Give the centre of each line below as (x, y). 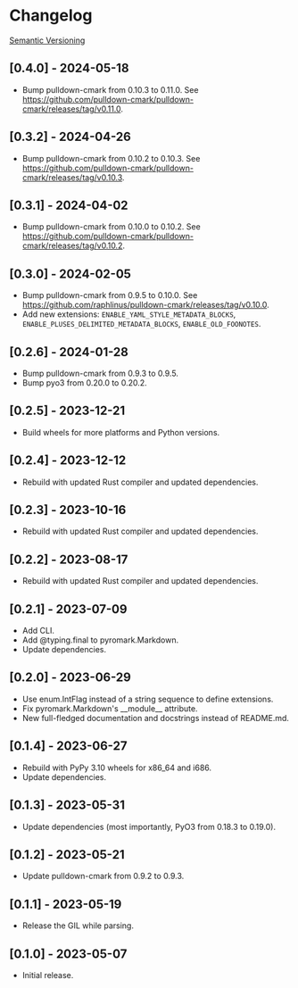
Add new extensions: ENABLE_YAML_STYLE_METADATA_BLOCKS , (129, 314)
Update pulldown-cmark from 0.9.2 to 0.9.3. (103, 876)
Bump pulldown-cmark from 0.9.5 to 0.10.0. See (110, 295)
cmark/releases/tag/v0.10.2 (72, 245)
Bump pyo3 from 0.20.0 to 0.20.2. (84, 383)
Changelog (51, 16)
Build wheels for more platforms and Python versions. (121, 432)
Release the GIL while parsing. (78, 926)
